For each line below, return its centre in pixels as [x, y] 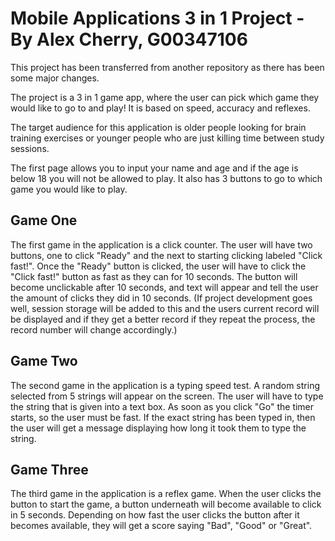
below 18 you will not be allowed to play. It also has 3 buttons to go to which [166, 178]
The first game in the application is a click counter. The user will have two [161, 244]
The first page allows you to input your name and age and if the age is [154, 168]
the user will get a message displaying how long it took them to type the [158, 428]
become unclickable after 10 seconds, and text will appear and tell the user [164, 287]
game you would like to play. [69, 189]
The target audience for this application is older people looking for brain [158, 127]
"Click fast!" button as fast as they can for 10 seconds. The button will [154, 276]
